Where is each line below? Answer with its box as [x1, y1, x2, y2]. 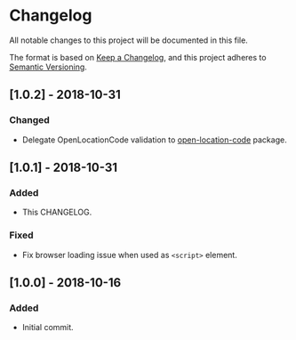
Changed [9, 114, 51, 126]
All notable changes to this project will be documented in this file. [9, 35, 249, 45]
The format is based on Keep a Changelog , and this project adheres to [9, 52, 267, 62]
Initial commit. [21, 322, 74, 333]
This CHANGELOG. [21, 206, 92, 218]
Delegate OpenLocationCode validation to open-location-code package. [21, 134, 287, 145]
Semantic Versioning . [9, 61, 87, 72]
